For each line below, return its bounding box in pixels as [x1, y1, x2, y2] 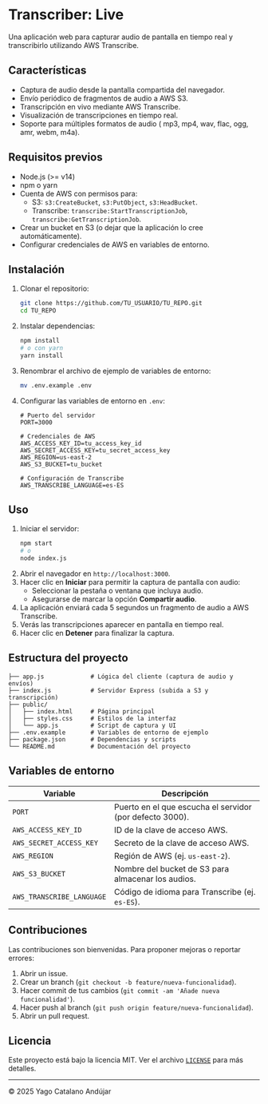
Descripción [161, 788, 209, 799]
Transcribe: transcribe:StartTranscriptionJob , [31, 205, 188, 215]
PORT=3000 [19, 418, 53, 427]
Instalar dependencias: [19, 321, 96, 331]
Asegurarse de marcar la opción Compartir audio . [31, 594, 197, 604]
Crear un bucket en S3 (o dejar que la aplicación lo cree [19, 222, 203, 232]
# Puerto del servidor [19, 411, 96, 419]
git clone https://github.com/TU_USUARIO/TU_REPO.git [19, 300, 203, 308]
